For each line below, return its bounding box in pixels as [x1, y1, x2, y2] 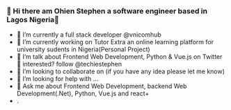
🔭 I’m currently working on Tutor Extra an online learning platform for [16, 38, 214, 46]
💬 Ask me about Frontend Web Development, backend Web [16, 82, 187, 91]
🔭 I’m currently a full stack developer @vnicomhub [16, 30, 161, 39]
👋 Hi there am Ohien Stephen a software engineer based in [6, 6, 208, 16]
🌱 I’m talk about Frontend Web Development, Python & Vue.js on [16, 53, 201, 61]
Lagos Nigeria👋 [6, 15, 60, 24]
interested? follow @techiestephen [22, 60, 122, 68]
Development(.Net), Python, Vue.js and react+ [16, 89, 150, 98]
